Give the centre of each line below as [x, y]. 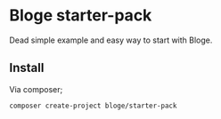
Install [27, 68]
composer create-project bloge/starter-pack [93, 106]
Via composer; [36, 89]
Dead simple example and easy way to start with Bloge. [111, 40]
